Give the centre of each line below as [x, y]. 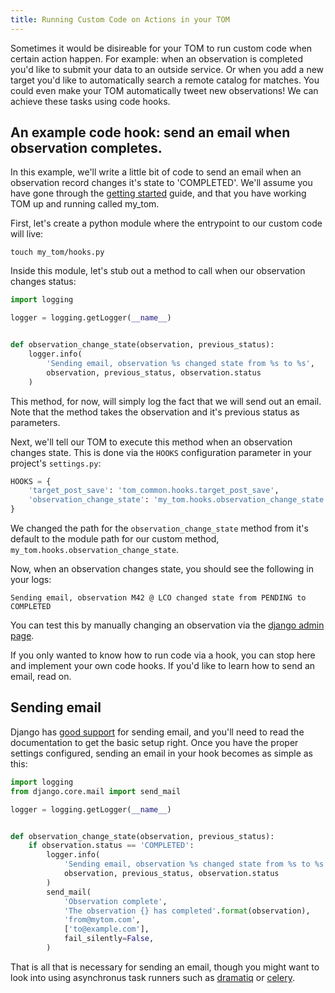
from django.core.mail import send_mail [96, 791]
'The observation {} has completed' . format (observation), [187, 911]
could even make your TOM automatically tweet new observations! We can [164, 90]
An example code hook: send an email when [150, 132]
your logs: [31, 580]
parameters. [35, 422]
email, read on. [41, 677]
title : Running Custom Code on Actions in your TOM [120, 19]
